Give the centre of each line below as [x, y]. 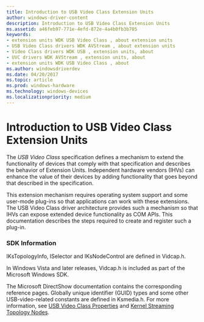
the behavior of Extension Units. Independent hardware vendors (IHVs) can [100, 170]
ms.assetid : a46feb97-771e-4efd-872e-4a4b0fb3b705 [72, 29]
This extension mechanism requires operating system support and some [97, 195]
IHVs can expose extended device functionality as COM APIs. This [90, 214]
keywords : [19, 35]
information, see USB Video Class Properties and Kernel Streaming [90, 306]
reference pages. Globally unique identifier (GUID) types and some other [97, 293]
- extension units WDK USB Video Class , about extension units [90, 40]
